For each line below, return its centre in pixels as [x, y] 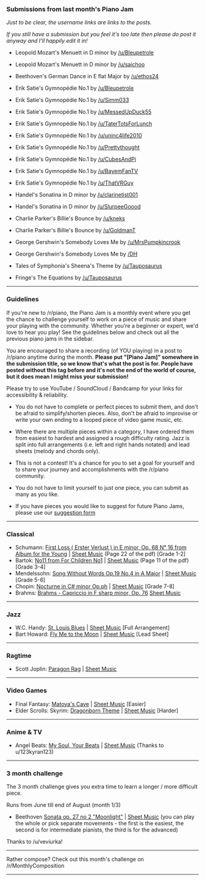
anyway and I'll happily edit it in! [47, 41]
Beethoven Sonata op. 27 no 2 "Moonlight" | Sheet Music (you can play [105, 817]
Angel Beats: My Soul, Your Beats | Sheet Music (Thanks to [89, 745]
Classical [20, 534]
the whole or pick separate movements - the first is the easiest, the [99, 824]
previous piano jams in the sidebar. [50, 339]
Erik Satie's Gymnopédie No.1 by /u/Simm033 [72, 100]
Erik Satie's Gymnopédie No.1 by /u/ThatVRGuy [74, 183]
